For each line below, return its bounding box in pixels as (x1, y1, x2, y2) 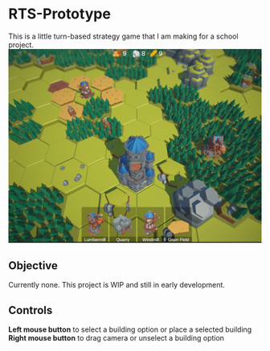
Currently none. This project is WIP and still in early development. (8, 280, 225, 290)
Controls (8, 303, 53, 317)
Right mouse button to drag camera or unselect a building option (8, 333, 225, 342)
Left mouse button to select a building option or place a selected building (8, 324, 252, 334)
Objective (8, 259, 59, 272)
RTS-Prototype (8, 5, 111, 23)
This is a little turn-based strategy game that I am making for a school (8, 31, 239, 41)
